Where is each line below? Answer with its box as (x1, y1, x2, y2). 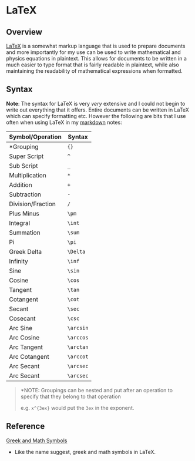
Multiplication (9, 171, 47, 179)
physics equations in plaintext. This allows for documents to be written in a (6, 55, 187, 62)
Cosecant (9, 314, 36, 322)
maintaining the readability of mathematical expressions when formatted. (6, 68, 183, 74)
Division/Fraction (9, 200, 56, 208)
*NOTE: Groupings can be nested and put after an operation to (20, 386, 173, 393)
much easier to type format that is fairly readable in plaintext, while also (6, 61, 179, 68)
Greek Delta (9, 247, 42, 255)
